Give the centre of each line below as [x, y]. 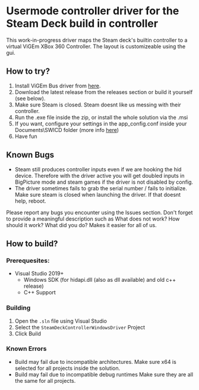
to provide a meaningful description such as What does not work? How [93, 219]
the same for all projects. [45, 380]
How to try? [28, 72]
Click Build [28, 334]
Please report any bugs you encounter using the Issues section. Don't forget [99, 212]
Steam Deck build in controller [82, 23]
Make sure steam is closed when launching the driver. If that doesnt [98, 194]
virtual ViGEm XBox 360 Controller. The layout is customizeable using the [96, 46]
